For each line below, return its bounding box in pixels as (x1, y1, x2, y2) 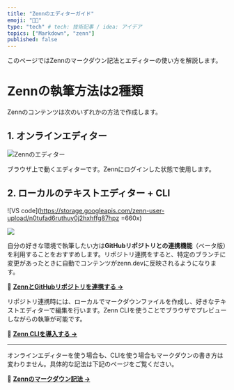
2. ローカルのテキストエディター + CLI (7, 187, 171, 199)
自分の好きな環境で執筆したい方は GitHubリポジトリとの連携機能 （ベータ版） (7, 241, 226, 250)
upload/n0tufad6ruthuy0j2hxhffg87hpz (7, 214, 120, 222)
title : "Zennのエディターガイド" (7, 10, 95, 17)
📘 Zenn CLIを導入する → (7, 329, 78, 338)
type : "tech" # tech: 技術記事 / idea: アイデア (7, 23, 143, 30)
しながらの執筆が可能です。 (7, 315, 86, 323)
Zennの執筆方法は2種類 (7, 83, 143, 99)
